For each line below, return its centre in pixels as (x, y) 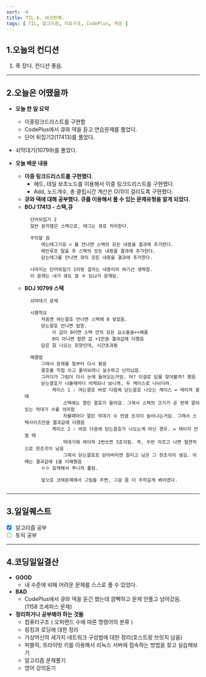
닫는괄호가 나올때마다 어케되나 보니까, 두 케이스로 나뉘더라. (107, 384)
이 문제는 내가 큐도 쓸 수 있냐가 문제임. (74, 276)
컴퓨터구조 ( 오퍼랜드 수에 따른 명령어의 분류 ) (79, 622)
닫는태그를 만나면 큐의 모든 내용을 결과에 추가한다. (97, 258)
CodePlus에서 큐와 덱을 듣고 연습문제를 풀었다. (81, 129)
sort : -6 (17, 12)
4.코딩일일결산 (33, 562)
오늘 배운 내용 (31, 163)
